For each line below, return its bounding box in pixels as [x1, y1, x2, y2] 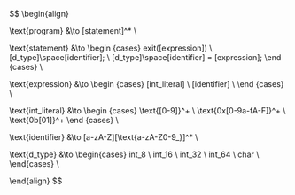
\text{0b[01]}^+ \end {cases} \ [9, 115, 120, 125]
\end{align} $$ [9, 175, 63, 186]
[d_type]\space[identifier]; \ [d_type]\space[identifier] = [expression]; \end [9, 52, 282, 62]
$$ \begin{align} [9, 9, 69, 19]
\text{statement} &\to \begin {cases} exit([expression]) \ [9, 43, 213, 53]
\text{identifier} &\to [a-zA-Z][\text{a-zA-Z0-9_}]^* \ [9, 132, 198, 142]
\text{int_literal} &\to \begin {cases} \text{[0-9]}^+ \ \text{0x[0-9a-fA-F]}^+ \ [9, 105, 286, 115]
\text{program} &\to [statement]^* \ [9, 26, 137, 35]
